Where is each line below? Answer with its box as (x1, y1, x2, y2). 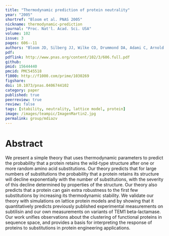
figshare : (5, 78, 26, 83)
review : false (5, 102, 35, 107)
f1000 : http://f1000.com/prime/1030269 (5, 74, 90, 79)
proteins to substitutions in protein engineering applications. (5, 224, 131, 231)
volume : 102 (5, 31, 30, 36)
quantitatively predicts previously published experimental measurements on (5, 203, 163, 209)
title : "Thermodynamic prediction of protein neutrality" (5, 7, 130, 13)
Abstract (5, 138, 43, 149)
